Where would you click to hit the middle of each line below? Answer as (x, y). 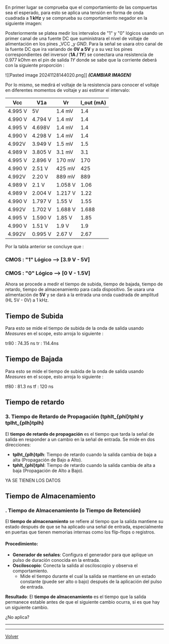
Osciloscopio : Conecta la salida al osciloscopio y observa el (75, 566)
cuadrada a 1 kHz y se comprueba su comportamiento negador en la (76, 18)
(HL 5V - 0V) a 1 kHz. (27, 300)
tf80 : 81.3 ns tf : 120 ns (29, 386)
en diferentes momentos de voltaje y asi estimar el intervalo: (68, 90)
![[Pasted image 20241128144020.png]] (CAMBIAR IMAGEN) (68, 75)
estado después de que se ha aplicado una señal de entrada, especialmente (84, 527)
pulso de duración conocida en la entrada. (56, 560)
